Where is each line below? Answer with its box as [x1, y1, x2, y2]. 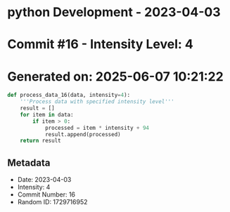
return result [20, 138, 61, 145]
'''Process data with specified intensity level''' [20, 98, 174, 105]
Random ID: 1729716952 [17, 198, 88, 206]
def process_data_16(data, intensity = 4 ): [7, 92, 131, 99]
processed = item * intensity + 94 [44, 124, 150, 131]
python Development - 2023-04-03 [7, 4, 221, 20]
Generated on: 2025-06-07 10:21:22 [7, 68, 224, 84]
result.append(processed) [44, 131, 121, 138]
